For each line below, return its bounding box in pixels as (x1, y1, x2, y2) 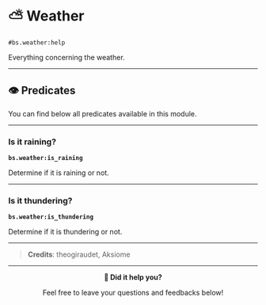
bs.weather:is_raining (8, 154, 83, 162)
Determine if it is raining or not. (8, 168, 109, 177)
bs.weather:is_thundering (8, 213, 93, 221)
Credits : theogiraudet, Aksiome (27, 250, 131, 259)
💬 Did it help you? (104, 273, 162, 282)
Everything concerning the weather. (8, 52, 125, 62)
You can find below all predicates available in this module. (8, 109, 197, 118)
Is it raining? (8, 136, 57, 147)
